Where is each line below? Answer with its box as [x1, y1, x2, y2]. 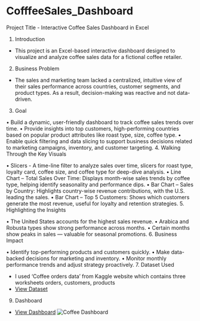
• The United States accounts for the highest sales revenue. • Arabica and [6, 218, 189, 225]
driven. [14, 95, 33, 103]
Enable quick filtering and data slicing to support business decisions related [6, 137, 193, 144]
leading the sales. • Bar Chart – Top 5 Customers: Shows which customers [6, 193, 190, 200]
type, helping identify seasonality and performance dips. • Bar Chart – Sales [6, 181, 194, 188]
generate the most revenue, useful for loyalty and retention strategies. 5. [6, 200, 184, 207]
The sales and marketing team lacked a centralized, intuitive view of [14, 76, 182, 84]
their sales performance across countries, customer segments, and [14, 82, 181, 90]
